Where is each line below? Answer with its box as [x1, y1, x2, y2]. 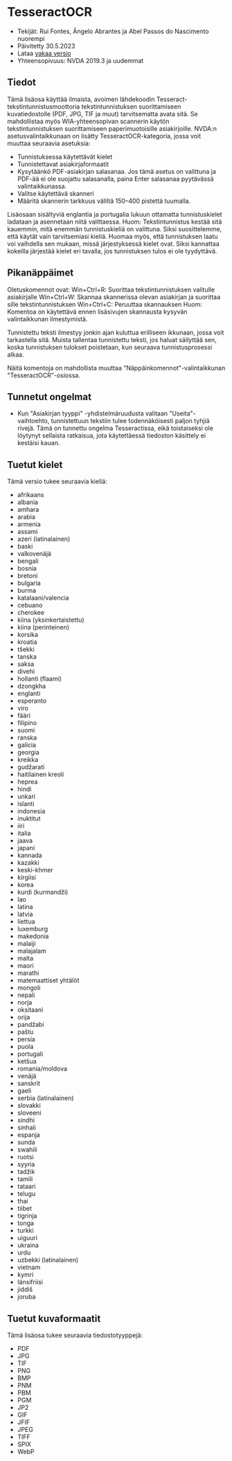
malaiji [17, 940, 36, 948]
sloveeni [17, 1109, 42, 1117]
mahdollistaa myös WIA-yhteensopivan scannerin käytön [7, 117, 170, 125]
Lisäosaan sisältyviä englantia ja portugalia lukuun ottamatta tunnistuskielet [7, 210, 223, 218]
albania [17, 498, 39, 506]
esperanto [17, 697, 47, 705]
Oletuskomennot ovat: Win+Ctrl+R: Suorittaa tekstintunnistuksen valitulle [7, 285, 215, 294]
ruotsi [17, 1153, 34, 1161]
